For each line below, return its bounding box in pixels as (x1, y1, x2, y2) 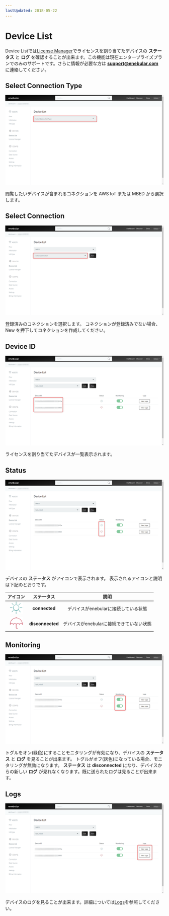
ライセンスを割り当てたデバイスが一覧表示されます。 (5, 451, 115, 457)
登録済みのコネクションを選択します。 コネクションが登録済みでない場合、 (5, 321, 160, 327)
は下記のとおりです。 (5, 581, 49, 587)
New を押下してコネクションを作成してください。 (5, 327, 108, 333)
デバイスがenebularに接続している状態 (67, 605, 147, 612)
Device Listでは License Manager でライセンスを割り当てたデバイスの (5, 48, 147, 54)
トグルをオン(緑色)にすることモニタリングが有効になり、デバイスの (5, 750, 145, 756)
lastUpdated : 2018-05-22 (5, 8, 57, 13)
